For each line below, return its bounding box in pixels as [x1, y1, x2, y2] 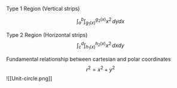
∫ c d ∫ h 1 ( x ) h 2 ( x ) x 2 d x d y [77, 40, 124, 51]
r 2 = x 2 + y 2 [86, 65, 115, 73]
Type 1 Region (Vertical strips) [6, 5, 80, 12]
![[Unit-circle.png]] [6, 75, 53, 82]
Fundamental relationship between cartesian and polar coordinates [6, 55, 172, 62]
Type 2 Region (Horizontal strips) [6, 31, 88, 38]
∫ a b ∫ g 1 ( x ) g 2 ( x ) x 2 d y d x [76, 17, 125, 27]
